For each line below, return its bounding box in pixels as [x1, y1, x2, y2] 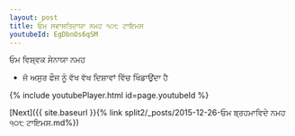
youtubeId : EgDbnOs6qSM [9, 30, 99, 38]
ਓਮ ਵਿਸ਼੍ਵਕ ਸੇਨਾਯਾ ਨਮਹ [9, 55, 85, 65]
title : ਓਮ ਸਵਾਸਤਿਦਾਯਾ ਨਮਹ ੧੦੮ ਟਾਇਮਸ [9, 21, 144, 30]
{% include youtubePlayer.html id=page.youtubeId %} [9, 90, 210, 101]
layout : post [9, 13, 58, 22]
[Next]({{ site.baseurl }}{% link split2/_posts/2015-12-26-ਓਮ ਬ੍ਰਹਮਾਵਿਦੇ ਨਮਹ [9, 107, 286, 118]
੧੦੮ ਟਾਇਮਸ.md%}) [9, 117, 79, 128]
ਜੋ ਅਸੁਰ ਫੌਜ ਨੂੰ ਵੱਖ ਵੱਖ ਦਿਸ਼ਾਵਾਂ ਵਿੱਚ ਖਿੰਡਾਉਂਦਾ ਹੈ [22, 72, 169, 83]
